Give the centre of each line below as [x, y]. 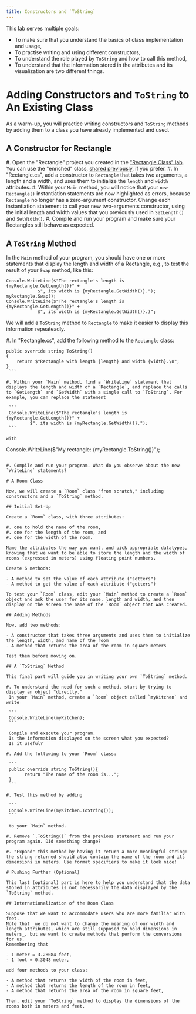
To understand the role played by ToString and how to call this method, [101, 58]
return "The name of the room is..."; [72, 774]
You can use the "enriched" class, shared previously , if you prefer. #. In [92, 169]
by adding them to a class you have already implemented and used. [88, 129]
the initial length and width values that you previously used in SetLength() [95, 212]
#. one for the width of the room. [50, 538]
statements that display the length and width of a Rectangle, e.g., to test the [98, 264]
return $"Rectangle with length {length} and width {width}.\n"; [98, 362]
